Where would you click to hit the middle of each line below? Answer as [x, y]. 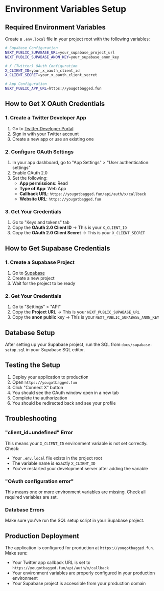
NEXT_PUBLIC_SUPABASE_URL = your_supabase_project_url [60, 53]
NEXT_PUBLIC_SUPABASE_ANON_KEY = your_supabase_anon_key [62, 57]
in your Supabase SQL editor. [56, 350]
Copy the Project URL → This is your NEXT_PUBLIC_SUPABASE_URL [76, 312]
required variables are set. [32, 497]
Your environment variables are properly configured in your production [83, 573]
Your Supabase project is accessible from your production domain [79, 583]
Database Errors [25, 509]
